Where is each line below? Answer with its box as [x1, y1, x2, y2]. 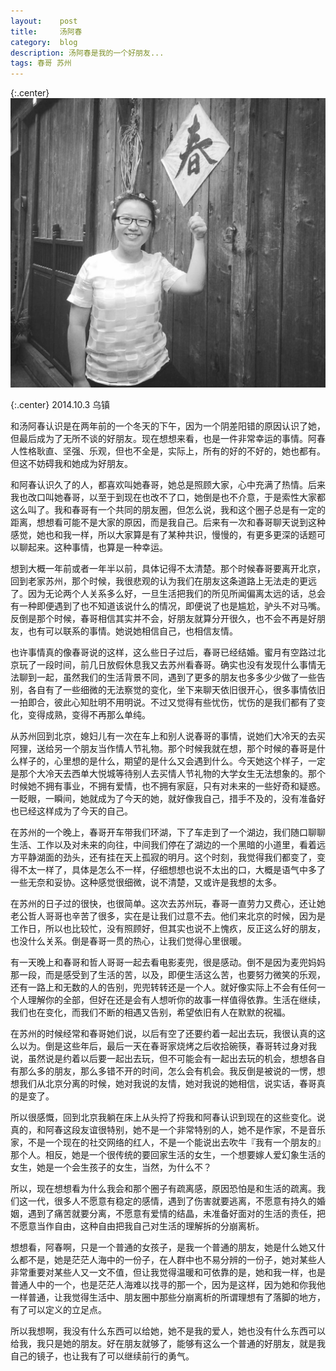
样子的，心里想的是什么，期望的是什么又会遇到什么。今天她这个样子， [18, 755, 308, 767]
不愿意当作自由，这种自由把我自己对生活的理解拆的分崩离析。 [10, 1220, 265, 1232]
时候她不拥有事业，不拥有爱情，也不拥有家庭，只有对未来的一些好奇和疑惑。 [10, 780, 326, 792]
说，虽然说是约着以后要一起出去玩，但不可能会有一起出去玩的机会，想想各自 [10, 1053, 326, 1065]
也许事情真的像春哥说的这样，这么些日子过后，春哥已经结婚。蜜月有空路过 [10, 646, 317, 659]
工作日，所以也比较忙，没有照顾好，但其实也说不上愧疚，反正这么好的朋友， [10, 923, 326, 935]
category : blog [10, 37, 78, 47]
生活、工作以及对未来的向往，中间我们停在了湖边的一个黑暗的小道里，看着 [10, 839, 317, 851]
